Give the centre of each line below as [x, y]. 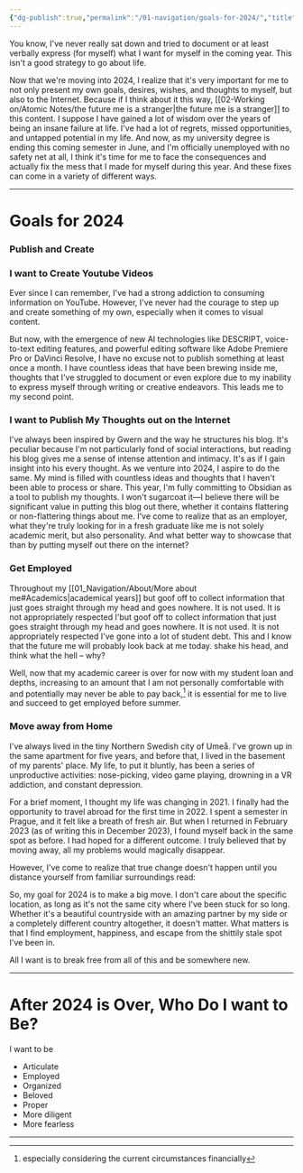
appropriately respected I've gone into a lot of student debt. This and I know [151, 636]
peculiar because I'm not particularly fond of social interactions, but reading [150, 449]
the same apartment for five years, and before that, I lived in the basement [147, 755]
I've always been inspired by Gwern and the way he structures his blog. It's [149, 439]
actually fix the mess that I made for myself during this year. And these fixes [151, 166]
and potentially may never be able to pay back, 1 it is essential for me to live [148, 693]
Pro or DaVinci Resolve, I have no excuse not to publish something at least [147, 358]
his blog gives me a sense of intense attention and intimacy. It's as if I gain [147, 459]
